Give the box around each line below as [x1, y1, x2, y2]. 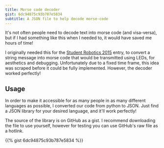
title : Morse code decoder [5, 7, 60, 12]
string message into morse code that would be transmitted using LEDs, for [5, 55, 155, 61]
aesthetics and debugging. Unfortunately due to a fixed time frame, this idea [5, 60, 159, 66]
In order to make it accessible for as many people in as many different [5, 98, 146, 103]
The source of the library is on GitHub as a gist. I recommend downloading [5, 118, 156, 123]
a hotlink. [5, 128, 23, 134]
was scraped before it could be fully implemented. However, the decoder [5, 65, 153, 71]
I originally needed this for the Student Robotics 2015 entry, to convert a [5, 49, 150, 55]
